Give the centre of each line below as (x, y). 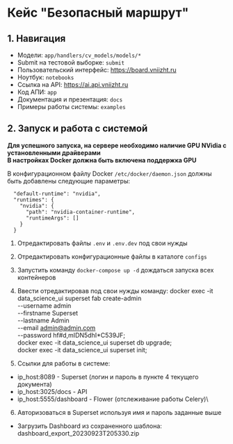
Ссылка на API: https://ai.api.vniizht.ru (73, 84)
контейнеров (37, 277)
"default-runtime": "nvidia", (57, 194)
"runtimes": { (34, 199)
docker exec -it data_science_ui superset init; (82, 350)
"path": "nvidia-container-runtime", (80, 212)
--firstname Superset (48, 313)
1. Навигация (37, 39)
